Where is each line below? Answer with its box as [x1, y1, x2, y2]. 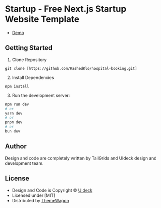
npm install [5, 84, 29, 89]
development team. [5, 160, 44, 166]
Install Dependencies [12, 74, 54, 80]
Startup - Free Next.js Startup [5, 3, 127, 15]
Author [5, 142, 27, 151]
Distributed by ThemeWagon [12, 197, 69, 203]
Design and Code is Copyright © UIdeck [12, 187, 93, 193]
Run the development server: [12, 92, 70, 98]
